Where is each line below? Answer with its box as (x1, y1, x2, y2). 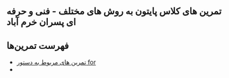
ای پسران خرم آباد (6, 17, 76, 28)
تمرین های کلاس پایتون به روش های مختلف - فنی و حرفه (6, 6, 222, 17)
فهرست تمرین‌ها (6, 39, 69, 51)
